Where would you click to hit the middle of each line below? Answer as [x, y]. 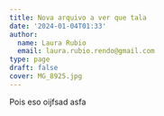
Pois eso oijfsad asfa [48, 102]
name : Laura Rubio [52, 43]
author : [24, 34]
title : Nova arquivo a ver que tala [78, 18]
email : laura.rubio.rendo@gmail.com [86, 51]
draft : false [34, 68]
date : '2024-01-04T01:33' [58, 26]
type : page [30, 59]
